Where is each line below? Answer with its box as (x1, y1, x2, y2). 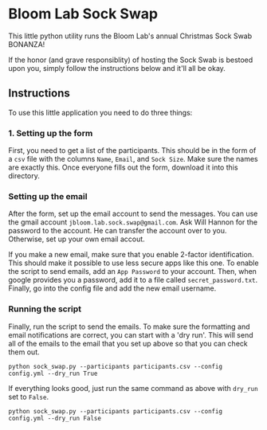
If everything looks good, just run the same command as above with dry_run (8, 383, 258, 393)
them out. (8, 347, 40, 357)
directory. (8, 171, 40, 181)
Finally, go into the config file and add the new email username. (8, 283, 217, 293)
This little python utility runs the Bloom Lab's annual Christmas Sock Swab (8, 31, 253, 41)
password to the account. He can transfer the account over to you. (8, 226, 227, 236)
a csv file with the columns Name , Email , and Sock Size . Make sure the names (8, 154, 258, 164)
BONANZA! (8, 39, 45, 49)
